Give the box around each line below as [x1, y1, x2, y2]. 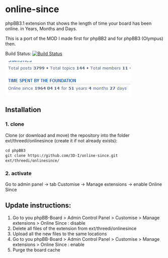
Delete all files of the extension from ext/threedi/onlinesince [12, 225, 137, 231]
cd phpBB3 [5, 148, 26, 153]
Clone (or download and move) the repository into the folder [5, 132, 130, 138]
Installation [5, 106, 41, 114]
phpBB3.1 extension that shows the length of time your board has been [5, 20, 152, 26]
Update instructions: [5, 201, 71, 210]
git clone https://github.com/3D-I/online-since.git [5, 153, 118, 158]
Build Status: [5, 50, 32, 57]
